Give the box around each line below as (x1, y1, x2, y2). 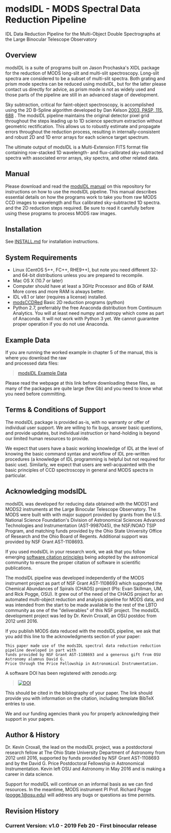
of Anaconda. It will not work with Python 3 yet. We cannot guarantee (12, 316, 159, 322)
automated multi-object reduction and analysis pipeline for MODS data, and (5, 596, 164, 602)
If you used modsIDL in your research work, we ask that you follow (5, 548, 145, 554)
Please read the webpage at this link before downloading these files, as (5, 380, 156, 386)
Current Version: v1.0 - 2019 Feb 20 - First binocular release (5, 822, 157, 829)
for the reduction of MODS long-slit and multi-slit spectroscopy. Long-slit (5, 70, 159, 76)
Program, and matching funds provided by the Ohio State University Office (5, 527, 162, 534)
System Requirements (5, 253, 78, 262)
